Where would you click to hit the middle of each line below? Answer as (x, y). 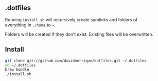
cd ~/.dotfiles (20, 65)
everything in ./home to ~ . (30, 25)
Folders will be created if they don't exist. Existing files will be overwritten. (79, 34)
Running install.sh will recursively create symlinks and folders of (71, 19)
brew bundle (17, 70)
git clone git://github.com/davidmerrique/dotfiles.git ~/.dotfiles (76, 61)
